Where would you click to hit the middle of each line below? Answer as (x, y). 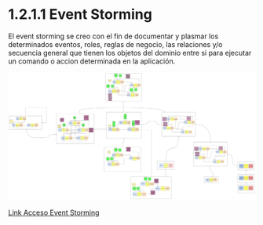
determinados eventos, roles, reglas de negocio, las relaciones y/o (115, 44)
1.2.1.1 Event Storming (80, 15)
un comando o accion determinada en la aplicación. (92, 61)
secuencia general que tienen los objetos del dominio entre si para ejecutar (130, 53)
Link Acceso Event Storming (54, 212)
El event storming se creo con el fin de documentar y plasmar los (113, 36)
